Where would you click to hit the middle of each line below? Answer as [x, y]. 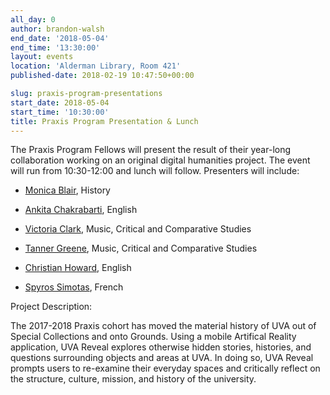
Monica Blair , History [67, 190]
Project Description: [51, 307]
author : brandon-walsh [57, 29]
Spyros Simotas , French [74, 287]
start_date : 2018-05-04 [60, 102]
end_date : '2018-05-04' [60, 38]
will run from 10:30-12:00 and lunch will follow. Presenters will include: [155, 171]
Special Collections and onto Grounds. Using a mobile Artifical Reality [153, 337]
